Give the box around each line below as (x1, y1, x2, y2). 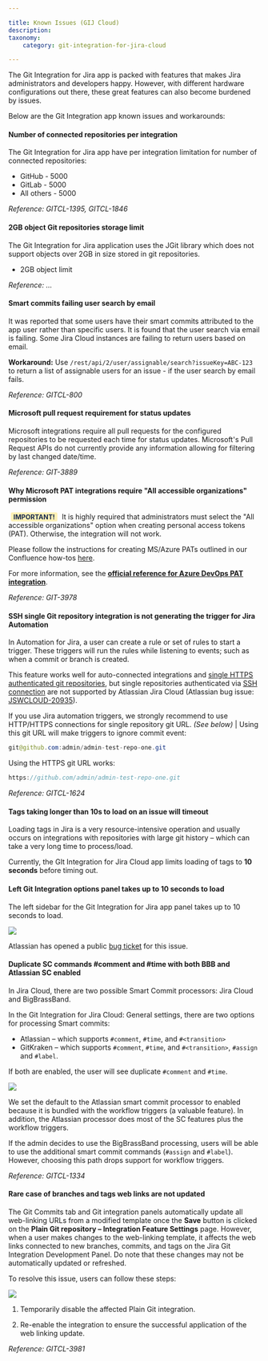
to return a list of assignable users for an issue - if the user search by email (8, 366, 256, 376)
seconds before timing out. (8, 866, 98, 876)
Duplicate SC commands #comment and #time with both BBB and (8, 960, 230, 969)
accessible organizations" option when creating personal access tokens (8, 521, 246, 530)
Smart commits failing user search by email (8, 299, 156, 308)
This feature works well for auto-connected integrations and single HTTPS (8, 670, 254, 680)
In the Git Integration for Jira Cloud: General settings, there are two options (8, 1010, 255, 1019)
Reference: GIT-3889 (8, 467, 78, 477)
